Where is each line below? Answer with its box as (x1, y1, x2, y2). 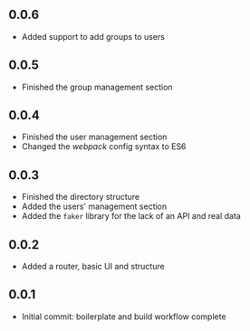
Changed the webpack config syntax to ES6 (21, 141, 187, 152)
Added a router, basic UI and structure (21, 261, 165, 272)
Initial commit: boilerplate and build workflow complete (21, 311, 227, 322)
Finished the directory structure (21, 192, 140, 203)
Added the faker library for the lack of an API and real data (21, 211, 241, 222)
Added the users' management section (21, 201, 168, 212)
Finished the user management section (21, 131, 168, 143)
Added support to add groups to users (21, 31, 165, 42)
